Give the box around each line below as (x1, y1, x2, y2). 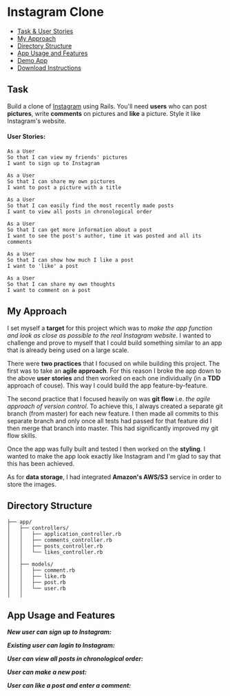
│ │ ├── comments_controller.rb (7, 536, 112, 543)
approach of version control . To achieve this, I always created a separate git (7, 402, 223, 410)
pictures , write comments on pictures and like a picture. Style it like (7, 109, 201, 117)
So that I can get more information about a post (7, 226, 153, 233)
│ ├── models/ (7, 561, 54, 568)
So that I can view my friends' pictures (7, 153, 128, 161)
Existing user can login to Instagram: (7, 641, 115, 650)
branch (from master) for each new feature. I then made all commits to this (7, 409, 219, 418)
